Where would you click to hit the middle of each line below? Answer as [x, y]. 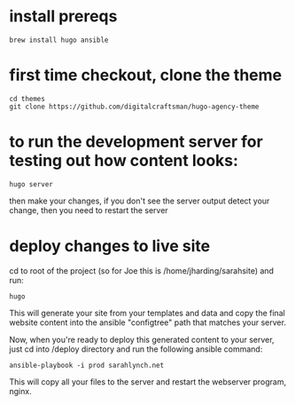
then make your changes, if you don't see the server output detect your [140, 201]
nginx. [21, 391]
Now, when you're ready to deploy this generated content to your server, [142, 339]
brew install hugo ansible [59, 40]
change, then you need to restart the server [89, 210]
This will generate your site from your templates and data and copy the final [147, 313]
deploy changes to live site [110, 246]
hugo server [31, 184]
